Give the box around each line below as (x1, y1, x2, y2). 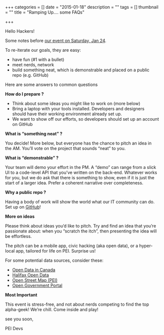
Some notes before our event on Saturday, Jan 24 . (5, 38, 106, 43)
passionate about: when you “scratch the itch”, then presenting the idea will (5, 228, 157, 234)
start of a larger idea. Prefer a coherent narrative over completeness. (5, 180, 143, 186)
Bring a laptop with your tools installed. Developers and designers (12, 106, 145, 111)
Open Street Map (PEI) (12, 277, 58, 283)
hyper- (139, 243, 153, 249)
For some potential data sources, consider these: (5, 257, 103, 263)
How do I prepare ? (5, 91, 44, 97)
